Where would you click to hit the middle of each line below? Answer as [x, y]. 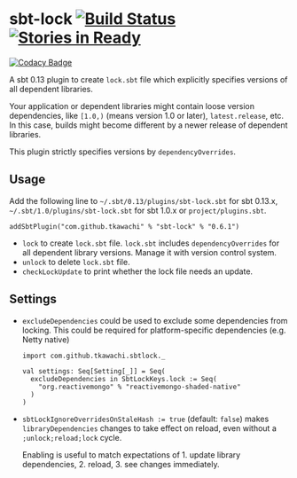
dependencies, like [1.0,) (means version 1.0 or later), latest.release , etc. [147, 115]
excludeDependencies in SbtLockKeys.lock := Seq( [124, 379]
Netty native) [46, 339]
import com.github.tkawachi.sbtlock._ [94, 356]
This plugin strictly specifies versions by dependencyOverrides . [123, 152]
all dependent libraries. [51, 89]
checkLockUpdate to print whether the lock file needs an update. [137, 271]
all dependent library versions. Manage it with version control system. [149, 252]
